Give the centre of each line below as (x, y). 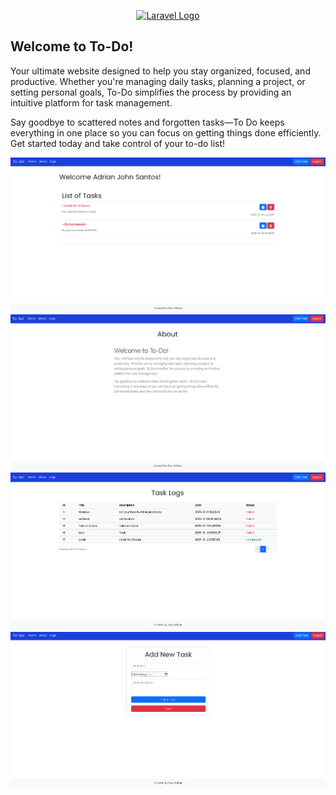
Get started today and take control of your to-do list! (118, 143)
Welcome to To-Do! (72, 46)
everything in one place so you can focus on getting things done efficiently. (166, 132)
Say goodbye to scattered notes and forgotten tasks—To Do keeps (147, 122)
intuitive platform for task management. (91, 102)
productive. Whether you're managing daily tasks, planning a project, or (158, 81)
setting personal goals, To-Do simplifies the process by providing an (151, 92)
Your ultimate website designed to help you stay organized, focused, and (160, 71)
